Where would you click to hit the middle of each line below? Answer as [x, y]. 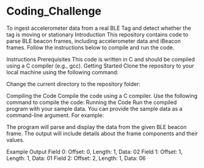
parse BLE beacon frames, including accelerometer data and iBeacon [94, 41]
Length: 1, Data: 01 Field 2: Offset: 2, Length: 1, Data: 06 [76, 158]
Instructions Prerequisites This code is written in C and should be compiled [101, 59]
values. [15, 140]
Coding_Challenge [54, 11]
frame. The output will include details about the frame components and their [102, 133]
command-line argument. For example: [55, 115]
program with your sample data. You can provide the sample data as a [94, 108]
